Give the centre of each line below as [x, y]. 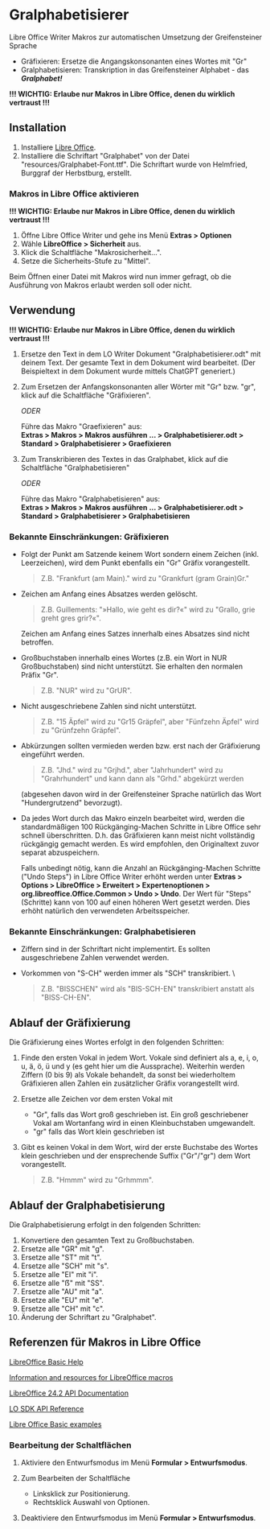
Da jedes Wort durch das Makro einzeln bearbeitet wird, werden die [133, 818]
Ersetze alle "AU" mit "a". [62, 1292]
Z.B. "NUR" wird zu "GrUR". [86, 690]
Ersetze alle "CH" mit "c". [63, 1309]
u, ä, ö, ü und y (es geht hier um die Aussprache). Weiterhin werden [133, 1066]
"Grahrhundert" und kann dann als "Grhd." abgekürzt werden [142, 779]
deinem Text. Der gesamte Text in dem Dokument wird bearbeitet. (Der [138, 362]
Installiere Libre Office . [58, 147]
